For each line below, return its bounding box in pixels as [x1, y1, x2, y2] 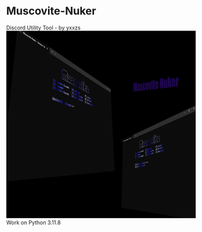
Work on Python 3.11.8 [6, 219, 61, 226]
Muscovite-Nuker [6, 4, 96, 18]
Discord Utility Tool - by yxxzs [6, 24, 81, 31]
